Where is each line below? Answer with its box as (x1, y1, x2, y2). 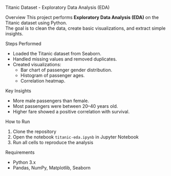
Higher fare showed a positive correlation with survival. (12, 109, 130, 114)
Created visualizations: (12, 62, 62, 67)
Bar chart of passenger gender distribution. (20, 67, 112, 73)
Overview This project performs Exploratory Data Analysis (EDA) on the (5, 14, 159, 20)
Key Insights (5, 88, 32, 94)
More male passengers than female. (12, 97, 89, 104)
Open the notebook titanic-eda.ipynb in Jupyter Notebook (12, 134, 139, 140)
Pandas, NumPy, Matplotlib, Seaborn (12, 165, 91, 171)
